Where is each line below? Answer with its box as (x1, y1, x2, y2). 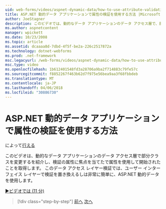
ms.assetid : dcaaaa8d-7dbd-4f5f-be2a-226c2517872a (5, 44, 112, 49)
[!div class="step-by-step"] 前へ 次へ (17, 199, 93, 205)
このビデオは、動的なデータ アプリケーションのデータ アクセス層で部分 (5, 153, 150, 159)
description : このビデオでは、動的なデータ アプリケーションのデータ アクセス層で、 (5, 21, 160, 26)
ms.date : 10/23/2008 (5, 35, 48, 40)
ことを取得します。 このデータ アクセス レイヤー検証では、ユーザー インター (5, 165, 161, 171)
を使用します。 (5, 177, 36, 183)
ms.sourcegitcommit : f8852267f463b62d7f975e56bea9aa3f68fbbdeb (5, 72, 138, 77)
